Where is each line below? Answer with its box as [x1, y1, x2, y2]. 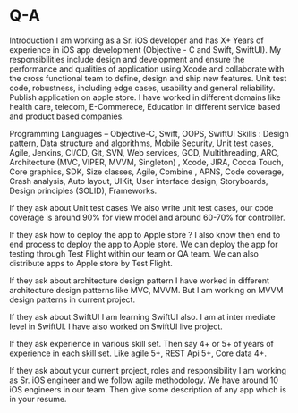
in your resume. [9, 393, 67, 404]
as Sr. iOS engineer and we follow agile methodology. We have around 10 [9, 375, 279, 385]
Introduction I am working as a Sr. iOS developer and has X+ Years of [9, 35, 264, 46]
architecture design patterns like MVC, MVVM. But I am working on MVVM [9, 284, 284, 295]
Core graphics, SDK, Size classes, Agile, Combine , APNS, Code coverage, [9, 166, 285, 177]
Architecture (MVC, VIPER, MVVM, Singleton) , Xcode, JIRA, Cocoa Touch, [9, 156, 285, 167]
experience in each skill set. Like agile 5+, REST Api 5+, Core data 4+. [9, 348, 267, 358]
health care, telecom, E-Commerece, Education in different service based [9, 101, 281, 112]
